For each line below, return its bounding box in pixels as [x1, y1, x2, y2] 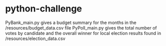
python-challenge [5, 3, 82, 14]
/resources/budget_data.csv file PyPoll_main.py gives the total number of [5, 24, 157, 30]
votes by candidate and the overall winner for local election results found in [5, 30, 161, 36]
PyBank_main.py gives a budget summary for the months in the [5, 19, 137, 25]
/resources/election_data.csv [5, 35, 65, 41]
